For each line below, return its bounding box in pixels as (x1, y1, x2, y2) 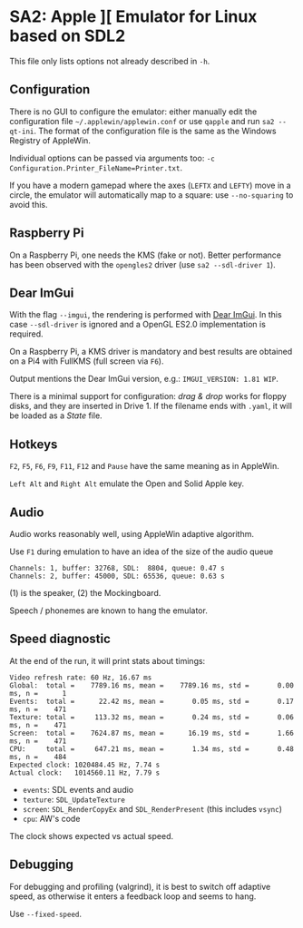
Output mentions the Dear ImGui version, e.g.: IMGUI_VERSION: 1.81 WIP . (9, 374, 279, 385)
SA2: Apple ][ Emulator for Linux (9, 6, 258, 27)
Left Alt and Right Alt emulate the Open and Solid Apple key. (9, 478, 245, 489)
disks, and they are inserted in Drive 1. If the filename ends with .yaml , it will (9, 401, 293, 412)
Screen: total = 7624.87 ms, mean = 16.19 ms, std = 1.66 (9, 728, 295, 738)
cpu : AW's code (22, 813, 81, 824)
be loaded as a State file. (9, 410, 103, 421)
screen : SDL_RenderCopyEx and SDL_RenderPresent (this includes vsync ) (22, 803, 283, 814)
